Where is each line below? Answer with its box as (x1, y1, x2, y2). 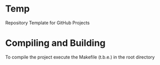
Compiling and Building (5, 37, 106, 49)
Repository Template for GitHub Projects (5, 20, 90, 26)
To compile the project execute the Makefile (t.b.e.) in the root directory (5, 54, 155, 60)
